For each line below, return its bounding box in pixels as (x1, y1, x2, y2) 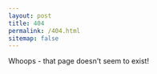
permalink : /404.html (8, 27, 81, 35)
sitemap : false (8, 34, 59, 43)
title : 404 (8, 19, 45, 27)
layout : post (8, 11, 52, 20)
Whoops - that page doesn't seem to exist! (8, 56, 150, 66)
